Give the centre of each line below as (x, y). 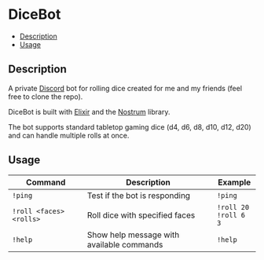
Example (235, 182)
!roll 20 (233, 207)
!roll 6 (231, 215)
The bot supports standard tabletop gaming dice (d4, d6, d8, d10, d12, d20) (130, 126)
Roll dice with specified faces (141, 215)
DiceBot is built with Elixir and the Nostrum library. (89, 112)
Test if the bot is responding (139, 196)
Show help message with (133, 235)
